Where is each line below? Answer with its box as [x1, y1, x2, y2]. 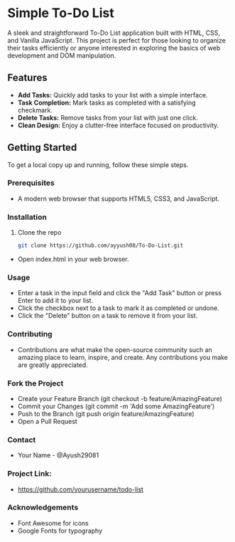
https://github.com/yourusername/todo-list [17, 485, 144, 494]
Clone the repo [17, 228, 62, 237]
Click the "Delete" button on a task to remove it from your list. [17, 312, 198, 320]
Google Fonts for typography [17, 526, 103, 535]
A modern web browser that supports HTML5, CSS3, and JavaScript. [17, 194, 220, 203]
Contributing [7, 329, 53, 339]
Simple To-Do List [7, 5, 115, 21]
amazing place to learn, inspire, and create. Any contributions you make [17, 353, 229, 361]
